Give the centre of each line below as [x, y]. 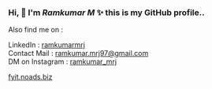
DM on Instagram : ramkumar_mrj [62, 61]
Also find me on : [36, 30]
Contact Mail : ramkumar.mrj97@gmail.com [78, 54]
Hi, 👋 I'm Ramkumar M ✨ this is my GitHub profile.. [106, 13]
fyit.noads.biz [30, 77]
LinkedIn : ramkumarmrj [46, 45]
